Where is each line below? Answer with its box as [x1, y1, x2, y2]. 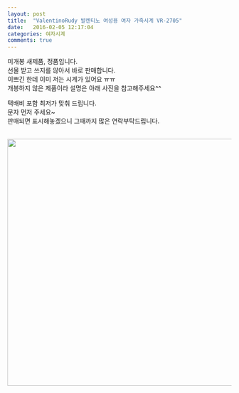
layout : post [7, 10, 46, 18]
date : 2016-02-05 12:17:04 [7, 23, 94, 31]
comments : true [7, 37, 53, 44]
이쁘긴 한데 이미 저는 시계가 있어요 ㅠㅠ [7, 75, 116, 84]
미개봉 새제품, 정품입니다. [7, 58, 78, 66]
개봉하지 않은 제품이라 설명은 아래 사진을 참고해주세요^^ [7, 84, 161, 92]
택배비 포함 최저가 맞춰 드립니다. [7, 99, 97, 107]
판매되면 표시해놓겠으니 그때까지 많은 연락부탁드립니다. [7, 117, 160, 125]
